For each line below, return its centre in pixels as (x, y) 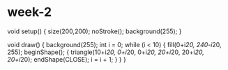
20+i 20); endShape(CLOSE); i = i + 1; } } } (67, 59)
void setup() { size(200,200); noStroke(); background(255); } (94, 31)
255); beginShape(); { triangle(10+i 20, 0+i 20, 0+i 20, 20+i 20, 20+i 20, (106, 52)
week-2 (30, 12)
